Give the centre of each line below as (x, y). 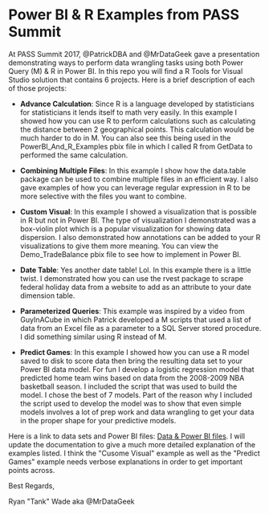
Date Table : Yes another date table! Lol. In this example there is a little (135, 270)
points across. (32, 470)
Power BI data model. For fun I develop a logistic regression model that (137, 369)
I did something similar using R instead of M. (93, 337)
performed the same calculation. (74, 155)
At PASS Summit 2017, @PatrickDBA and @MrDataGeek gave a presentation (134, 54)
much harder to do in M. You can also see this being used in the (125, 137)
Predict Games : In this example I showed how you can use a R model (134, 352)
